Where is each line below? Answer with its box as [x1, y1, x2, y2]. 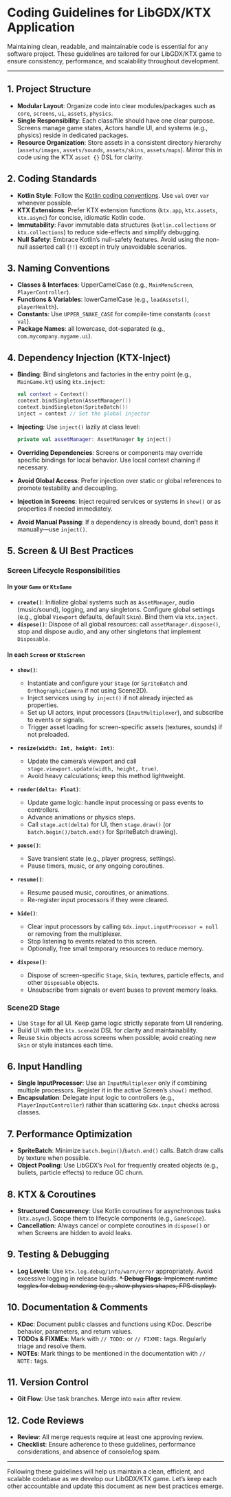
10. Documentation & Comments [7, 1301, 148, 1314]
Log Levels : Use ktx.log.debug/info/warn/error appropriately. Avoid [16, 1267, 213, 1275]
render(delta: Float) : [16, 785, 81, 793]
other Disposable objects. [27, 979, 100, 987]
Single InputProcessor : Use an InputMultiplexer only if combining [16, 1079, 208, 1087]
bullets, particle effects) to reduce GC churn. [16, 1168, 144, 1177]
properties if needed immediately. [16, 505, 113, 513]
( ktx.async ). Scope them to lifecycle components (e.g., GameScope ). [16, 1214, 206, 1223]
